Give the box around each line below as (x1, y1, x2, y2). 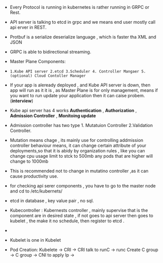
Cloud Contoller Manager (34, 73, 86, 78)
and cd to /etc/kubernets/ (9, 188, 63, 194)
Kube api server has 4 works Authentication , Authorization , (9, 108, 137, 113)
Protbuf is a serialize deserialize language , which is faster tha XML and (9, 34, 157, 40)
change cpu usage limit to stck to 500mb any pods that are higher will (9, 153, 153, 159)
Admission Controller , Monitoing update (9, 113, 96, 119)
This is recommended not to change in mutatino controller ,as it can (9, 168, 149, 174)
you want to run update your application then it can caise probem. (9, 93, 145, 98)
